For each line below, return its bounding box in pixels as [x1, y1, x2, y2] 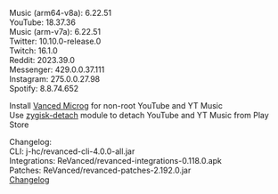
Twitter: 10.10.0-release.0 [9, 36, 102, 46]
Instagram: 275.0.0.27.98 [9, 74, 101, 84]
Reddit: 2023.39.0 [9, 55, 76, 65]
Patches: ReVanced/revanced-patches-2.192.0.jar [9, 165, 192, 175]
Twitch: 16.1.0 [9, 45, 58, 56]
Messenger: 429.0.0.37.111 [9, 64, 105, 75]
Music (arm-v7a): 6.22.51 [9, 27, 102, 36]
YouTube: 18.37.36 [9, 17, 76, 28]
